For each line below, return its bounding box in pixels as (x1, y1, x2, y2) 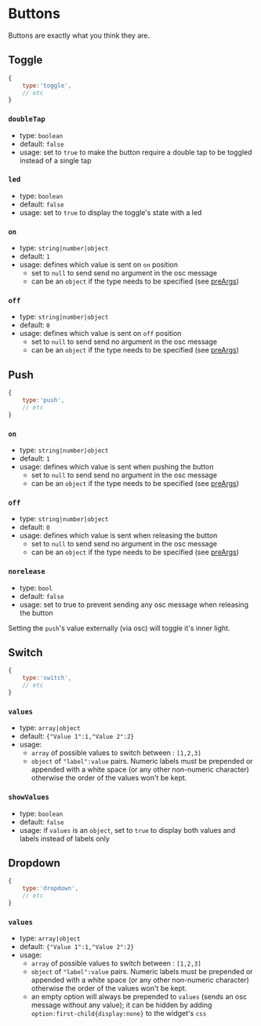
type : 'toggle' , (22, 82, 72, 89)
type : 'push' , (22, 396, 65, 404)
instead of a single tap (19, 155, 92, 165)
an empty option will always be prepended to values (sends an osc (31, 992, 248, 1002)
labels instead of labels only (19, 834, 110, 843)
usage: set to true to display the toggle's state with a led (19, 207, 202, 217)
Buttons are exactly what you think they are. (8, 31, 150, 40)
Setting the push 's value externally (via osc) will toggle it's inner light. (8, 623, 230, 633)
